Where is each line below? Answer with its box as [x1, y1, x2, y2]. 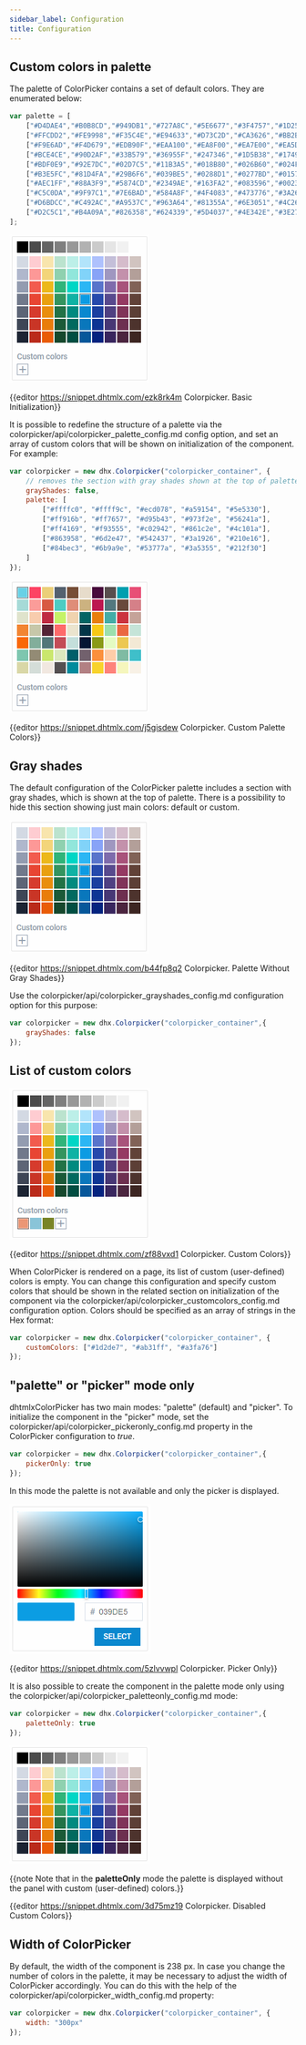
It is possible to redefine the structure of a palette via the [9, 419, 223, 430]
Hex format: [9, 1314, 55, 1325]
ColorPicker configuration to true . [9, 1431, 135, 1442]
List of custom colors [9, 1063, 132, 1079]
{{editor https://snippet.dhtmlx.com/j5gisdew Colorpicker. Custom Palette [9, 722, 286, 733]
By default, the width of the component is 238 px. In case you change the [9, 1961, 285, 1972]
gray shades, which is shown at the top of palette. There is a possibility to [9, 792, 286, 803]
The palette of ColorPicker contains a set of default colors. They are [9, 83, 265, 95]
